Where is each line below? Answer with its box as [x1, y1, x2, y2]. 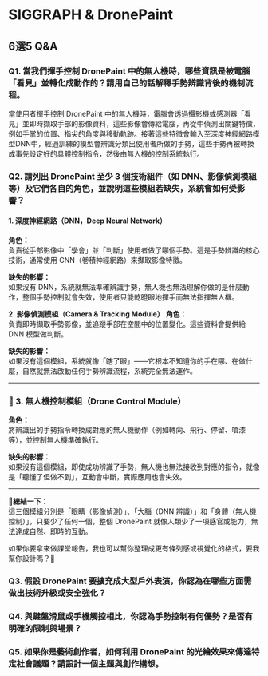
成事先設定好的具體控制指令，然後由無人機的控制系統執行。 [8, 149, 204, 158]
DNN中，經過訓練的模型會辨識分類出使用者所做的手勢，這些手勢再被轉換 [14, 138, 255, 149]
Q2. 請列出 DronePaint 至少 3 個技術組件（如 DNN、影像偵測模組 [8, 170, 257, 181]
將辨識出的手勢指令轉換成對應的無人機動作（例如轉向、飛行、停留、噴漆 [8, 425, 246, 435]
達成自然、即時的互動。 [14, 527, 93, 536]
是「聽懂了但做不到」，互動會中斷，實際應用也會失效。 [8, 472, 187, 482]
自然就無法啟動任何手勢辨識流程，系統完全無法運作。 [22, 366, 197, 376]
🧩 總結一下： [8, 497, 49, 507]
